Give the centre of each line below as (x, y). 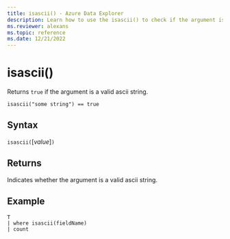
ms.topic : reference (37, 33)
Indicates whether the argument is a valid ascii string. (82, 179)
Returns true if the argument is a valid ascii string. (78, 92)
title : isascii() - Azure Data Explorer (66, 13)
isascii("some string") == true (53, 104)
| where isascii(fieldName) (47, 223)
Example (26, 202)
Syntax (23, 125)
